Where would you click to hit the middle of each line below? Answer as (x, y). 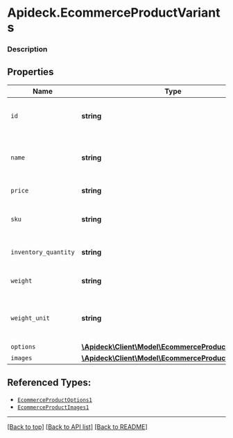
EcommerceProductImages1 (53, 407)
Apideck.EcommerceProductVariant (114, 13)
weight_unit (31, 318)
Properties (31, 72)
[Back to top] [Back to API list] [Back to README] (77, 427)
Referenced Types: (49, 383)
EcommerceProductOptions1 (54, 400)
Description (27, 49)
